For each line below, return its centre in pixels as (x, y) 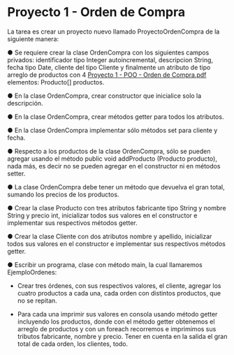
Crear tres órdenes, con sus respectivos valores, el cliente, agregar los (119, 285)
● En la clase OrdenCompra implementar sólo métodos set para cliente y (112, 130)
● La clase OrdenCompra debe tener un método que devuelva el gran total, (116, 187)
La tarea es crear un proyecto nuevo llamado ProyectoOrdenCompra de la (114, 31)
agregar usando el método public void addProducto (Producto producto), (112, 159)
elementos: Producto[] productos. (56, 82)
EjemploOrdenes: (32, 272)
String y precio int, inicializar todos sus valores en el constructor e (102, 215)
